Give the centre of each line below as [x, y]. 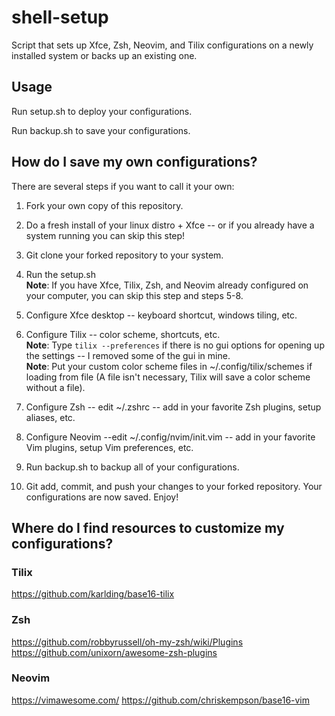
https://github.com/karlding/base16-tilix [93, 594]
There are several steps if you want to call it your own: [123, 186]
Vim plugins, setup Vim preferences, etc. [109, 447]
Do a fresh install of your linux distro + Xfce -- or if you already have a [170, 225]
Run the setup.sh [60, 274]
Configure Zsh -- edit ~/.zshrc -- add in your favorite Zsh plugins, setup [173, 407]
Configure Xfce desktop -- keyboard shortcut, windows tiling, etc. [161, 315]
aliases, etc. [50, 417]
